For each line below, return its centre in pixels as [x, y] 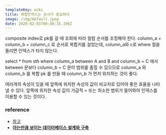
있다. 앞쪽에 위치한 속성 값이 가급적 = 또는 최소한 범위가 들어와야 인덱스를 [86, 90]
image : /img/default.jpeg [32, 19]
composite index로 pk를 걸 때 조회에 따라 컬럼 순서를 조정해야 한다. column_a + [83, 38]
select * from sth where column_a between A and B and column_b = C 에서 [82, 61]
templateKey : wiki [24, 10]
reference [17, 110]
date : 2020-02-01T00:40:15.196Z [39, 24]
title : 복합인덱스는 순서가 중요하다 [37, 14]
